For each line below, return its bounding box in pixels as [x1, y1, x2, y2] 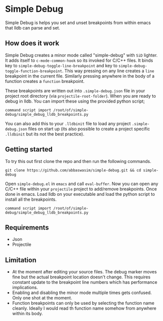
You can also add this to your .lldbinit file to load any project [5, 120, 131, 126]
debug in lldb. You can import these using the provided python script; [5, 98, 145, 104]
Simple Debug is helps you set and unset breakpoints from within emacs [5, 20, 151, 26]
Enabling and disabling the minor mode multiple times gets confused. [12, 290, 152, 295]
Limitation [5, 256, 37, 264]
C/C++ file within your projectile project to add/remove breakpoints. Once [5, 186, 157, 192]
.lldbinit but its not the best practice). [5, 131, 85, 137]
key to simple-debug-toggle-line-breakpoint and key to [5, 62, 117, 68]
